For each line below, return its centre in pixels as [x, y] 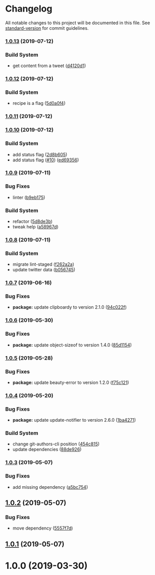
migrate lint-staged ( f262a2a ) [43, 264]
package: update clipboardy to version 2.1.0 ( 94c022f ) [70, 307]
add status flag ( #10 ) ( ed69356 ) [46, 160]
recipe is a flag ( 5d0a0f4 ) [39, 103]
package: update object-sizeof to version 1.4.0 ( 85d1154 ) [72, 345]
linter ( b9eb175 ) [29, 197]
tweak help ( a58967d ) [36, 227]
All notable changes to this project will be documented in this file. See [78, 23]
